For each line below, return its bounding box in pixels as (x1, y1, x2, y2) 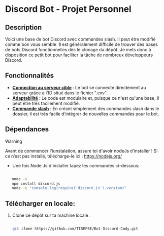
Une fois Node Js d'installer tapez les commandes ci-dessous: (12, 162, 140, 168)
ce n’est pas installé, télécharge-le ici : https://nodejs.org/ (5, 153, 122, 159)
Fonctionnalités (5, 72, 54, 80)
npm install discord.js (11, 181, 61, 186)
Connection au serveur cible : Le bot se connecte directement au (12, 84, 146, 90)
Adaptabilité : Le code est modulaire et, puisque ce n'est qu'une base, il (12, 95, 159, 101)
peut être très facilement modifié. (12, 100, 80, 106)
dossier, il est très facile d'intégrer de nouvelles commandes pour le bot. (12, 111, 159, 117)
